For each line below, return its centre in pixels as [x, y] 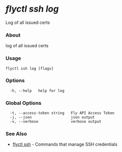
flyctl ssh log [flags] [30, 68]
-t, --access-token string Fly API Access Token [62, 113]
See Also [16, 134]
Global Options [24, 103]
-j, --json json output [52, 117]
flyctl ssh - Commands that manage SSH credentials [65, 144]
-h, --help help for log [37, 91]
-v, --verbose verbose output [56, 122]
